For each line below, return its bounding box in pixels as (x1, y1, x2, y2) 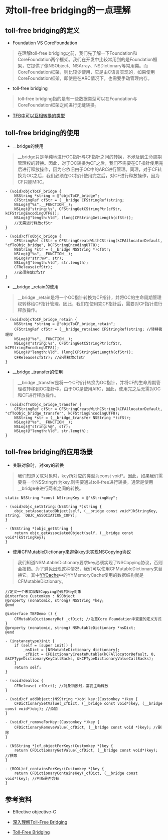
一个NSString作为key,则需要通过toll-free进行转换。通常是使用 (26, 479, 153, 485)
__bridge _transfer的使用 (12, 369, 63, 375)
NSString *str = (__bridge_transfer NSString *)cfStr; (14, 415, 131, 420)
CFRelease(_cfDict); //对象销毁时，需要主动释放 (14, 683, 109, 688)
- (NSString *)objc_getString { (5, 526, 73, 531)
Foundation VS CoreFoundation (12, 40, 78, 46)
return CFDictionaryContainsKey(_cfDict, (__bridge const (14, 771, 138, 776)
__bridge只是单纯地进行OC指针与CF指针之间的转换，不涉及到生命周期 (17, 154, 162, 160)
